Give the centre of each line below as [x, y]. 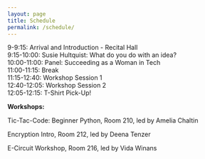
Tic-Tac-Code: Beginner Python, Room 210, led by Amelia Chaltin [103, 120]
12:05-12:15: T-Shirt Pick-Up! [49, 93]
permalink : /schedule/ [41, 27]
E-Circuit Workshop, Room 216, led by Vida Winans [82, 148]
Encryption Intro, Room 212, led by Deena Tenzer [79, 134]
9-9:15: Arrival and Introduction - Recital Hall [73, 48]
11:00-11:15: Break [33, 70]
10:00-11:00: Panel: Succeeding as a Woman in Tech [84, 63]
